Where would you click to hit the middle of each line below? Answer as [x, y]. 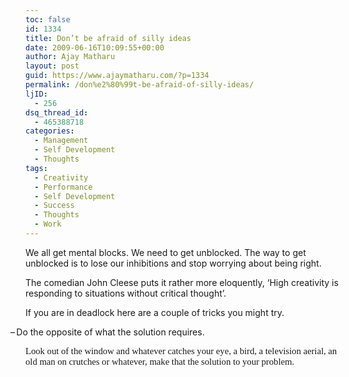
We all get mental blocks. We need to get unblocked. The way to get [166, 252]
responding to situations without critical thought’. [126, 293]
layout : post [52, 66]
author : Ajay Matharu [70, 57]
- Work [48, 224]
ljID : [36, 94]
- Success [54, 206]
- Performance [63, 187]
